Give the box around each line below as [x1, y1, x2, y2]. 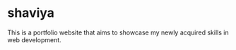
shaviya [7, 5, 55, 21]
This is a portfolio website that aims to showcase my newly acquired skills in [7, 28, 229, 37]
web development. [7, 35, 61, 44]
